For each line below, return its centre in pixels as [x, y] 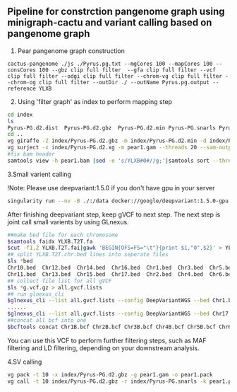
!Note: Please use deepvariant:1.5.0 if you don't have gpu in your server [111, 188]
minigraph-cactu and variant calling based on [110, 23]
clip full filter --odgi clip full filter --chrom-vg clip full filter [115, 76]
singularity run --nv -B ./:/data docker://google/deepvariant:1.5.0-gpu [118, 201]
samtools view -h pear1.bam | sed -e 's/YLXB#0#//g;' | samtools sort [109, 161]
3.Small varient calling [39, 174]
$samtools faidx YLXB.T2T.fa [50, 241]
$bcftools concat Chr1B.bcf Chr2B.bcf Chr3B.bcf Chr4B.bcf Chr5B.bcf [112, 327]
